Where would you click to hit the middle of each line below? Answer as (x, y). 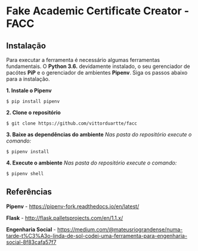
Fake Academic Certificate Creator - (98, 11)
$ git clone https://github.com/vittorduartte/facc (72, 123)
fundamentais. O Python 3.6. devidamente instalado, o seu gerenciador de (98, 66)
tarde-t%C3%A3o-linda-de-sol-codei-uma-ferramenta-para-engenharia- (97, 235)
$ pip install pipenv (33, 101)
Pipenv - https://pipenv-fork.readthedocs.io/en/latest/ (73, 206)
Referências (29, 192)
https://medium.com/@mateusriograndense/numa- (120, 229)
